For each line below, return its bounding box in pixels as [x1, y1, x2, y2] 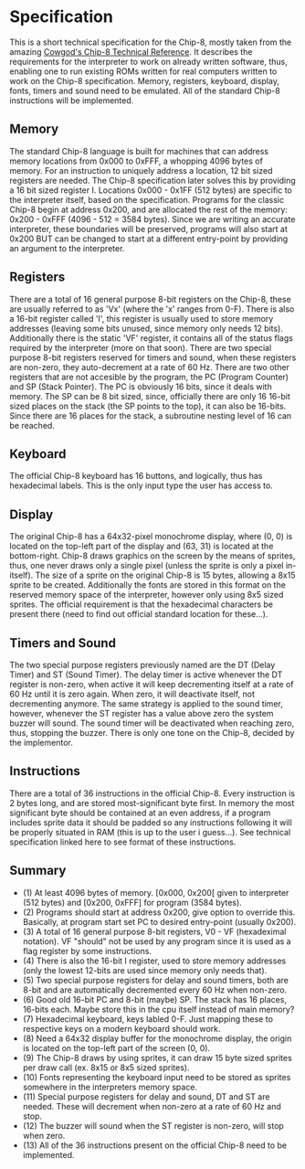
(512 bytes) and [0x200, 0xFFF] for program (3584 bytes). [22, 897, 242, 908]
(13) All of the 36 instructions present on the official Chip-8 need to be [22, 1140, 288, 1151]
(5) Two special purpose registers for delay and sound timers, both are [22, 974, 289, 985]
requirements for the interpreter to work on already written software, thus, [9, 56, 288, 67]
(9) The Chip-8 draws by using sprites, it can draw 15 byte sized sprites [22, 1052, 292, 1063]
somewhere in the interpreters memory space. [22, 1081, 198, 1092]
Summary [9, 863, 67, 878]
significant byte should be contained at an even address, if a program [9, 807, 271, 818]
